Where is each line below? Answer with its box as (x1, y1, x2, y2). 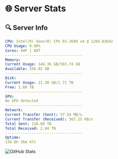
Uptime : (5, 135, 21, 140)
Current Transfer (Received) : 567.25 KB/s (5, 117, 93, 122)
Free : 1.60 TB (5, 85, 34, 90)
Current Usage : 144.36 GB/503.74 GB (5, 62, 80, 67)
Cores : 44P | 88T (5, 48, 41, 53)
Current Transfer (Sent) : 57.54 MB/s (5, 112, 83, 117)
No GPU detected (5, 98, 38, 103)
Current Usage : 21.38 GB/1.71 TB (5, 80, 74, 85)
